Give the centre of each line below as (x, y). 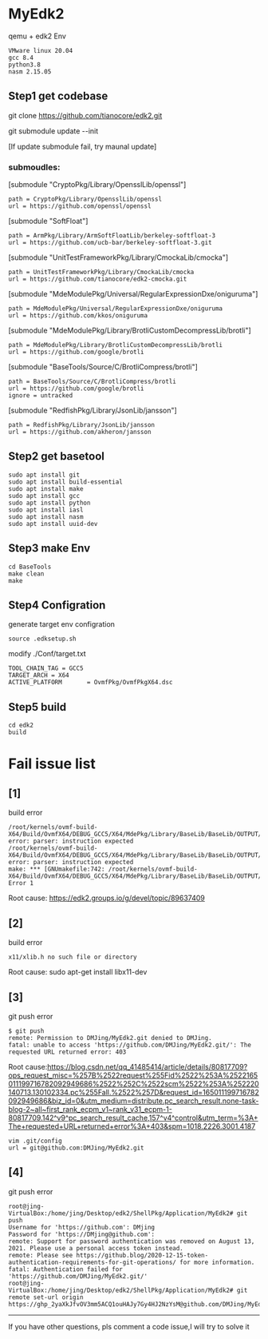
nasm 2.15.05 (30, 72)
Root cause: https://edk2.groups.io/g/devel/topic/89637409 (107, 898)
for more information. (217, 1262)
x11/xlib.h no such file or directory (73, 957)
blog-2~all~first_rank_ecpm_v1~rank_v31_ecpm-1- (91, 1109)
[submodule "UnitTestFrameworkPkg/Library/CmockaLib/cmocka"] (118, 257)
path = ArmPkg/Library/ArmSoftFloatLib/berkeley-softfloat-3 (112, 236)
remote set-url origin (46, 1297)
